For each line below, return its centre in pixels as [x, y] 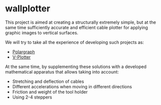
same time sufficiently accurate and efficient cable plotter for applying [77, 27]
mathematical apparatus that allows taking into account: [62, 71]
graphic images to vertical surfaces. [42, 33]
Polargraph [23, 52]
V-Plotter [21, 57]
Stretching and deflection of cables [48, 81]
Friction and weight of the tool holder [50, 92]
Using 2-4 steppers [32, 97]
